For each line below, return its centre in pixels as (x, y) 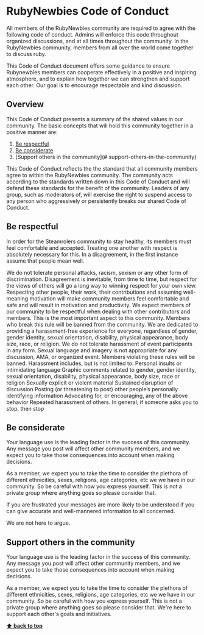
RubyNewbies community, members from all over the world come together (100, 48)
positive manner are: (32, 132)
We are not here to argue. (38, 523)
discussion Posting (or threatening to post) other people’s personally (92, 389)
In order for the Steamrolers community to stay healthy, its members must (99, 241)
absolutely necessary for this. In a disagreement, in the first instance (92, 254)
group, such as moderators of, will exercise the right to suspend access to (99, 194)
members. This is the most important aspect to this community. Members (98, 317)
